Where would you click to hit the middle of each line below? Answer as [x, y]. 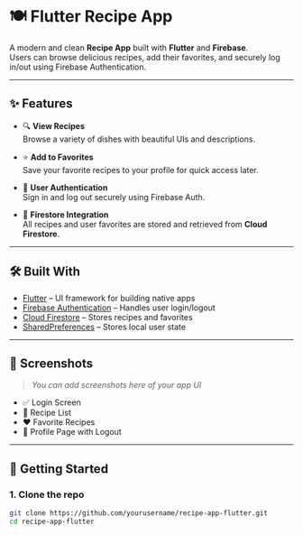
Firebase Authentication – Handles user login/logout [119, 308]
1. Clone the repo [47, 494]
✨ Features [41, 104]
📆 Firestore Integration [65, 214]
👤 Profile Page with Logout [72, 432]
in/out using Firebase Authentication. [78, 67]
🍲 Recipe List [47, 413]
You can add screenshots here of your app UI [116, 385]
